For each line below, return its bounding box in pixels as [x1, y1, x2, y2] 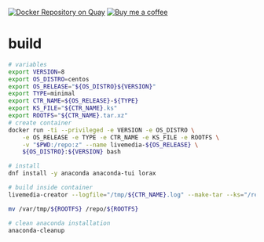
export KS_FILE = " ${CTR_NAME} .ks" [8, 104, 118, 113]
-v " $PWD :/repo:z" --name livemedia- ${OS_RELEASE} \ [22, 141, 199, 149]
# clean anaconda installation [8, 219, 111, 227]
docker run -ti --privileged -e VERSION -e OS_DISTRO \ [8, 126, 195, 134]
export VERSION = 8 [8, 67, 65, 76]
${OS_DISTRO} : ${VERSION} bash [22, 148, 122, 156]
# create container [8, 118, 72, 127]
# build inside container [8, 184, 93, 192]
